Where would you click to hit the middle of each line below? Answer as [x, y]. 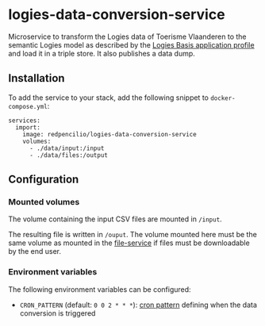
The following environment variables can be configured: [100, 289]
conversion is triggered [58, 313]
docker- [223, 98]
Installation [36, 78]
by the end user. [35, 251]
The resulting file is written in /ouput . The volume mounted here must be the [133, 235]
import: [28, 127]
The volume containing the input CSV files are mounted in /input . [115, 219]
